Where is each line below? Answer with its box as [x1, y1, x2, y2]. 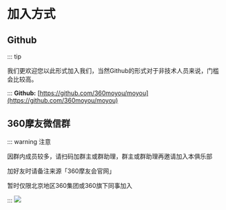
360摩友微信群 [7, 118, 71, 129]
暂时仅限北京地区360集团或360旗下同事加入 [7, 181, 133, 189]
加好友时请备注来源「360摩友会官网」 [7, 167, 116, 175]
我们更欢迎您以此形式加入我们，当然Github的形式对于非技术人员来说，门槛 [7, 67, 219, 74]
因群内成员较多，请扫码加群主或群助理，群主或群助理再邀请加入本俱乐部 [7, 152, 212, 160]
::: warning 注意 [7, 137, 52, 145]
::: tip [7, 52, 22, 61]
